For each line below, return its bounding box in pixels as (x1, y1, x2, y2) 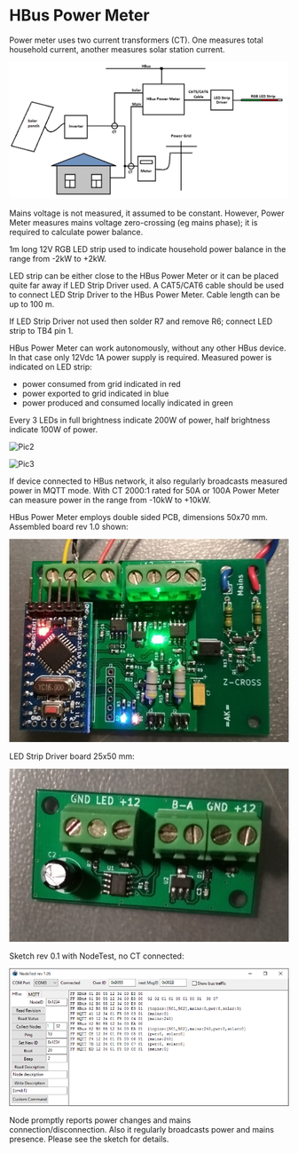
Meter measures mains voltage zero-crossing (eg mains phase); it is (9, 217, 258, 227)
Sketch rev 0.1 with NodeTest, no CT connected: (9, 951, 184, 961)
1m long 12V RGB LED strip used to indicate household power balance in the (9, 243, 286, 254)
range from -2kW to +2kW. (9, 253, 107, 264)
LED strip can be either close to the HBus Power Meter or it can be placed (9, 270, 279, 280)
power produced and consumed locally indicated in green (21, 397, 233, 408)
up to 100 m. (9, 298, 55, 309)
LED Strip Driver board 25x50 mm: (9, 751, 135, 762)
